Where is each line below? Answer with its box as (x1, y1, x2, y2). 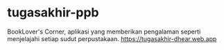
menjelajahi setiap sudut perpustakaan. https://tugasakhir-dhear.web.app (7, 34, 217, 42)
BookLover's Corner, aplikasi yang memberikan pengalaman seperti (7, 27, 201, 36)
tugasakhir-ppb (7, 5, 99, 21)
